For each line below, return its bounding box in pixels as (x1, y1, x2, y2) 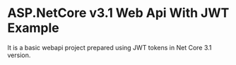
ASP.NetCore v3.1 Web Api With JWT (7, 5, 230, 21)
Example (7, 20, 59, 36)
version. (7, 51, 31, 59)
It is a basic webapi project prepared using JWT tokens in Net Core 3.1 (7, 43, 212, 52)
